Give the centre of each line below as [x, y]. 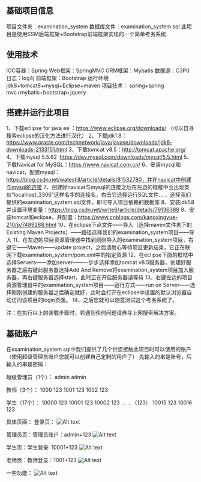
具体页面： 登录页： [31, 422]
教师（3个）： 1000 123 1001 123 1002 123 [57, 390]
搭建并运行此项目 [38, 113]
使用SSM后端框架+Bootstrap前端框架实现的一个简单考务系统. [92, 34]
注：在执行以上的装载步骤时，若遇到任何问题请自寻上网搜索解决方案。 [93, 313]
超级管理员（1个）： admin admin [46, 377]
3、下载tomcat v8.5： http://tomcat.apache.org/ [127, 150]
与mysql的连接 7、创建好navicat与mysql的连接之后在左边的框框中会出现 [95, 187]
